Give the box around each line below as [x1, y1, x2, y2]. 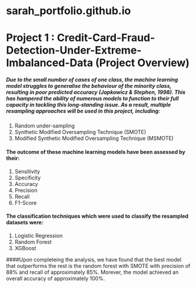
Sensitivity [14, 168, 40, 175]
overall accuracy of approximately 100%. [6, 274, 105, 282]
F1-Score [14, 199, 37, 206]
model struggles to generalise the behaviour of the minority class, [6, 82, 172, 89]
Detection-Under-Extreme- [6, 44, 142, 57]
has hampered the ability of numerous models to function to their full [6, 94, 179, 102]
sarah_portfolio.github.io [6, 4, 131, 18]
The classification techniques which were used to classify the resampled [6, 212, 189, 220]
